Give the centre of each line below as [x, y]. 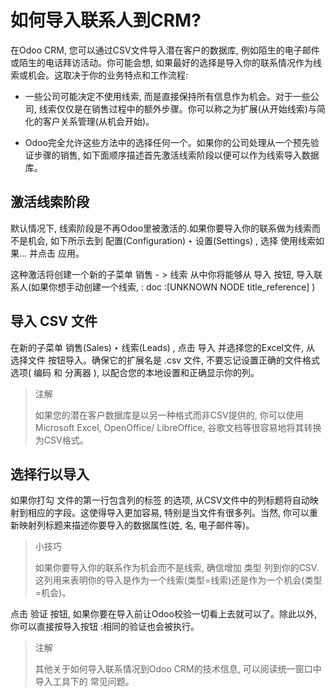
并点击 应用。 [57, 253]
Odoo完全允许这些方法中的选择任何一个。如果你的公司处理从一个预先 [167, 142]
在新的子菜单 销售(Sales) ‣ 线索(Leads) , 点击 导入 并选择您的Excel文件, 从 [162, 347]
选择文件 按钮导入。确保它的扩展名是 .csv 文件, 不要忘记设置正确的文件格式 [165, 360]
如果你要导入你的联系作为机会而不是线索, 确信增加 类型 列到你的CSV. [177, 568]
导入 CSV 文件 [54, 321]
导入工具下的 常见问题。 [84, 682]
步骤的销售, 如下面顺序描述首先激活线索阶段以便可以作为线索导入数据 [176, 155]
